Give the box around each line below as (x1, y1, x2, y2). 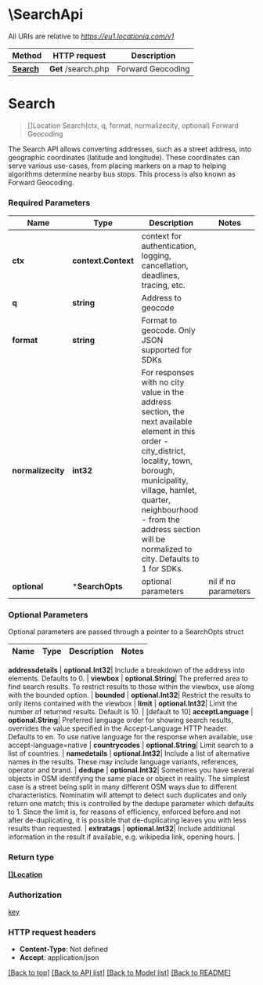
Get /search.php (49, 63, 110, 74)
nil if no (208, 576, 236, 587)
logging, (141, 250, 172, 261)
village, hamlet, (141, 485, 197, 496)
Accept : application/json (19, 953, 99, 962)
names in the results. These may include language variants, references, (8, 757, 239, 767)
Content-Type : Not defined (19, 944, 108, 954)
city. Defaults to (141, 553, 200, 564)
